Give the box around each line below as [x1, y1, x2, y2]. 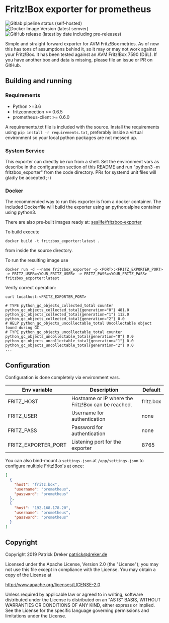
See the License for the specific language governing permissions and [5, 607, 149, 613]
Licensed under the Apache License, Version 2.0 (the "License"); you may [5, 561, 159, 568]
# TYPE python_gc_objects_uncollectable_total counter [5, 330, 123, 335]
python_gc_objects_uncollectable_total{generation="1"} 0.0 [5, 339, 134, 344]
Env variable [22, 387, 53, 394]
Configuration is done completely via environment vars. [5, 375, 120, 381]
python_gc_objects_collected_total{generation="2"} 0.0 [5, 317, 125, 322]
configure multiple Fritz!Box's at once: [5, 463, 84, 469]
